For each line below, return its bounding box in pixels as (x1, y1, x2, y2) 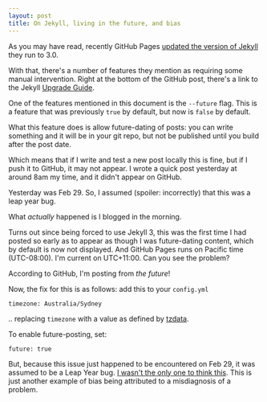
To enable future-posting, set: (8, 329, 107, 338)
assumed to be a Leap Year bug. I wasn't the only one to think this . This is (8, 367, 253, 377)
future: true (8, 345, 52, 353)
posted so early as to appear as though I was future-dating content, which (8, 236, 254, 245)
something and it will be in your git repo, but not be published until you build (8, 130, 259, 141)
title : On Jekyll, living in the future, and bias (8, 19, 181, 27)
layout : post (8, 11, 52, 20)
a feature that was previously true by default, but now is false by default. (8, 106, 251, 117)
